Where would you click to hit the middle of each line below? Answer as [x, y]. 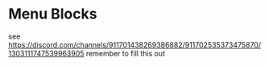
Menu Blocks [53, 14]
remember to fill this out [125, 53]
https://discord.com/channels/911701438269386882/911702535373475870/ [135, 44]
